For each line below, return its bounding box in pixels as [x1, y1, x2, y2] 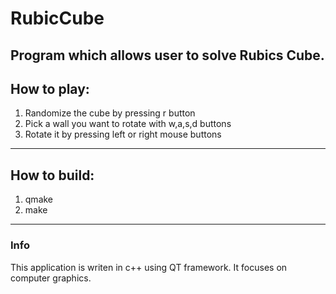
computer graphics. [10, 272, 92, 284]
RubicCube [10, 7, 105, 30]
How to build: [10, 167, 95, 184]
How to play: [10, 80, 90, 97]
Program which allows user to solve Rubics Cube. [10, 47, 325, 64]
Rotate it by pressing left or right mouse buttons [24, 128, 222, 141]
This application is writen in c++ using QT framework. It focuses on [10, 261, 288, 273]
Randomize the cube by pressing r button [24, 107, 196, 119]
